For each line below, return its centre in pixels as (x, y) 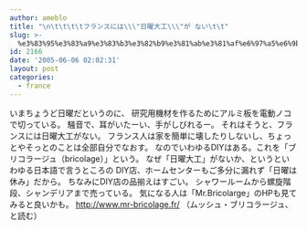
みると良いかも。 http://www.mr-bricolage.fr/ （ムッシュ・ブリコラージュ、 (152, 204)
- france (34, 86)
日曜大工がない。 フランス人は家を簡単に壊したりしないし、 (154, 136)
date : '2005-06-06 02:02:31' (65, 60)
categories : (32, 78)
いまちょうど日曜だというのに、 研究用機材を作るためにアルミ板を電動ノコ (151, 113)
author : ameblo (38, 18)
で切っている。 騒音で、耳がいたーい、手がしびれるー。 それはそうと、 (143, 124)
